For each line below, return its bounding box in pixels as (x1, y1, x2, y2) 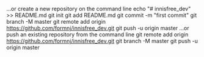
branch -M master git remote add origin (6, 18, 106, 25)
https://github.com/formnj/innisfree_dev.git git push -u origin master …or (6, 24, 189, 32)
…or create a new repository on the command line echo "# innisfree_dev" (6, 5, 191, 12)
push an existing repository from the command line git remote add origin (6, 31, 189, 38)
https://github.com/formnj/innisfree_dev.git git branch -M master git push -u (6, 38, 199, 44)
